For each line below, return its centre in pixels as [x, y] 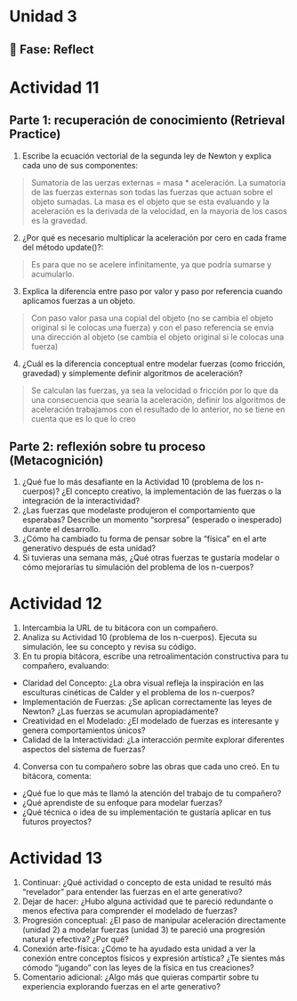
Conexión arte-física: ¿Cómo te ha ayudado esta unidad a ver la [139, 949]
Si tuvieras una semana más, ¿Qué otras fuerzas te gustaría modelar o [151, 558]
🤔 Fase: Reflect [52, 49]
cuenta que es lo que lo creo [83, 418]
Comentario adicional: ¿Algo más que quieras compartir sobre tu [140, 977]
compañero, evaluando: [65, 666]
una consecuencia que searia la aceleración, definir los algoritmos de [158, 399]
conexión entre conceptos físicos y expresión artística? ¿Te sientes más [153, 958]
